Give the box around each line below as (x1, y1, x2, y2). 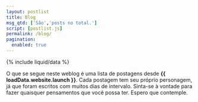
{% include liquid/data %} (6, 58, 70, 66)
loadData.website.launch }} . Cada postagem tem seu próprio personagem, (6, 76, 193, 84)
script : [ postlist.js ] (6, 25, 63, 32)
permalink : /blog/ (6, 31, 52, 37)
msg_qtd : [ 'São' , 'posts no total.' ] (6, 20, 97, 26)
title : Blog (6, 14, 36, 20)
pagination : (6, 36, 36, 42)
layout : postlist (6, 8, 49, 15)
